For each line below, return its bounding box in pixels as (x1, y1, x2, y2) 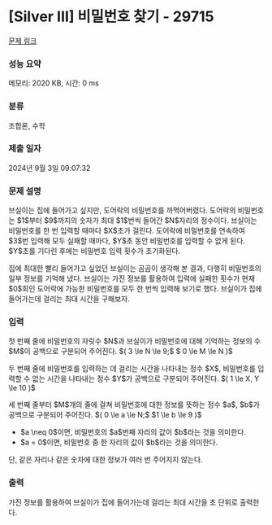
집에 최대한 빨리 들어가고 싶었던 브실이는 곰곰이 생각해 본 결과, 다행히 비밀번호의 (8, 264, 262, 273)
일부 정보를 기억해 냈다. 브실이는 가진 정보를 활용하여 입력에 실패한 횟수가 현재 (8, 273, 256, 283)
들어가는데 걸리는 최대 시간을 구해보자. (8, 294, 130, 304)
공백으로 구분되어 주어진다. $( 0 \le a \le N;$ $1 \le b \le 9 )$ (8, 410, 202, 420)
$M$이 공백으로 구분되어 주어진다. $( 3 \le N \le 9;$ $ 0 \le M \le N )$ (8, 347, 233, 357)
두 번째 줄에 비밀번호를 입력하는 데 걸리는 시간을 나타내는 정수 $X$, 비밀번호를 (8, 364, 256, 374)
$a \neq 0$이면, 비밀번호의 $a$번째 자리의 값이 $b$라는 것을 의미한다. (19, 427, 246, 437)
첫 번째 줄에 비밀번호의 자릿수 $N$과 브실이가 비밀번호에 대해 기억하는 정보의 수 (8, 336, 261, 346)
